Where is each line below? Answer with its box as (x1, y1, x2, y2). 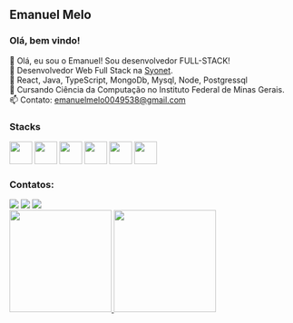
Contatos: (9, 178, 54, 191)
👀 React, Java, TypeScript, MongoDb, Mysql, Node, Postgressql (9, 74, 248, 85)
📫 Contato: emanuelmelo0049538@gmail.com (9, 94, 186, 105)
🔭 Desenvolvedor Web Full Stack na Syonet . (9, 64, 174, 75)
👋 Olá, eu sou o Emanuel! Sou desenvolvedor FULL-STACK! (9, 54, 231, 66)
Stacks (9, 120, 41, 132)
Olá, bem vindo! (9, 34, 81, 47)
